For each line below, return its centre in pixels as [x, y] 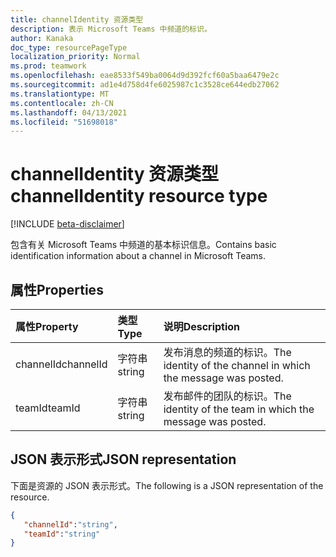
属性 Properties [57, 289]
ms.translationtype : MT [60, 94]
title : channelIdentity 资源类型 [77, 19]
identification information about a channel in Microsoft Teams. [138, 256]
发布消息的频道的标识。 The [227, 352]
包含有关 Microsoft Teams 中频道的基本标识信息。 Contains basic [143, 245]
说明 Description [202, 326]
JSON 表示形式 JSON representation [123, 459]
